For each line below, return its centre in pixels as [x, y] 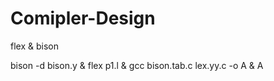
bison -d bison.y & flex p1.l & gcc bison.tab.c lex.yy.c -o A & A [137, 65]
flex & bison [34, 46]
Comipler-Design [83, 18]
